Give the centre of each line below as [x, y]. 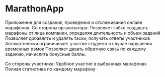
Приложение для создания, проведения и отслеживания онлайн [74, 22]
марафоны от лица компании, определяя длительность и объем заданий [83, 33]
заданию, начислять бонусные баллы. [45, 54]
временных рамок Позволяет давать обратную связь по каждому [76, 49]
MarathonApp [35, 9]
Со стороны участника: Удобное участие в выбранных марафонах [76, 64]
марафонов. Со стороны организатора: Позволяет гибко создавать [77, 27]
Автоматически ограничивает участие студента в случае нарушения [79, 43]
